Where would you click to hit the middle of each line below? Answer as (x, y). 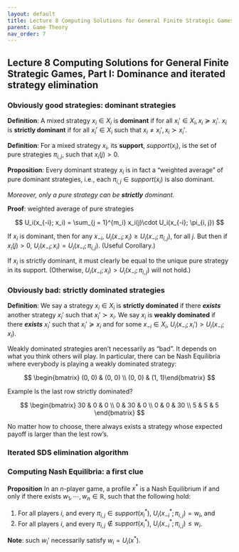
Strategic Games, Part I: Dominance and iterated (116, 74)
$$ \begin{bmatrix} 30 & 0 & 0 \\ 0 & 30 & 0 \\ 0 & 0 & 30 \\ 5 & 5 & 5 (119, 405)
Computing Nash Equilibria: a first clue (75, 472)
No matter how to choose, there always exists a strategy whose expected (115, 427)
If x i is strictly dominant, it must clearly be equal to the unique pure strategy (118, 262)
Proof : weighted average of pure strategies (70, 208)
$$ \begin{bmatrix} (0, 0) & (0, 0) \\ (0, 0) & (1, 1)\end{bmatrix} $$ (119, 378)
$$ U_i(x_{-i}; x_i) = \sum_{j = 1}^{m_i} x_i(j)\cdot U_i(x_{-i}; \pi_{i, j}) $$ (119, 222)
